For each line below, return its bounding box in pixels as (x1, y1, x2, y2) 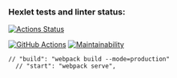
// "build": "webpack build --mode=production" (8, 55, 171, 64)
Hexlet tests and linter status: (8, 6, 126, 18)
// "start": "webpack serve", (15, 62, 116, 70)
